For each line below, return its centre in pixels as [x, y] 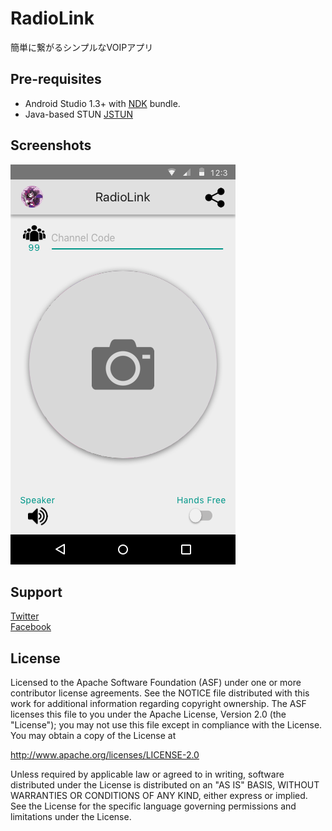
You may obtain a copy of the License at [93, 736]
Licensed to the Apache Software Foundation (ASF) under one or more [156, 683]
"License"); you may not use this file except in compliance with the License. [166, 725]
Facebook [31, 627]
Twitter [25, 616]
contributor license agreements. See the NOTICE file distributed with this [160, 693]
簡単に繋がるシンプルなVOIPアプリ [82, 47]
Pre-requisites [56, 79]
